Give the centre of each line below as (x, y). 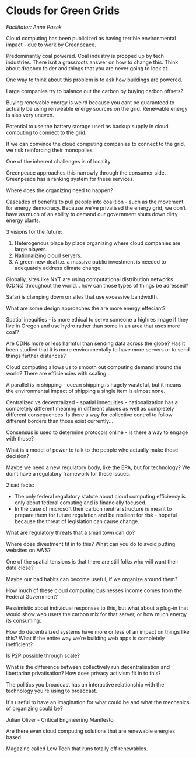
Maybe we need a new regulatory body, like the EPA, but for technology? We (98, 467)
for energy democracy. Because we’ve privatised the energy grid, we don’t (96, 208)
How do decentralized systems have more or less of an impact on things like (98, 631)
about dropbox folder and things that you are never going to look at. (87, 68)
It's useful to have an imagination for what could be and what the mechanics (98, 702)
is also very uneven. (30, 115)
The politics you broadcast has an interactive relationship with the (85, 684)
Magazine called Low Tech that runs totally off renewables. (77, 749)
